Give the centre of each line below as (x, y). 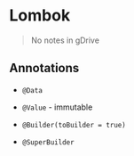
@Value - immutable (57, 107)
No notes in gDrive (65, 40)
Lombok (40, 16)
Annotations (44, 68)
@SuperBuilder (48, 142)
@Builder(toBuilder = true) (74, 125)
